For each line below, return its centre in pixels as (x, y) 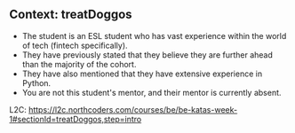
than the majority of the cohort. (79, 64)
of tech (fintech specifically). (75, 45)
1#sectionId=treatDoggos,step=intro (76, 119)
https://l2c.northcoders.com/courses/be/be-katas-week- (133, 109)
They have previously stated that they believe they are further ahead (147, 55)
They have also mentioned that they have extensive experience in (142, 74)
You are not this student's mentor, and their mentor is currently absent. (151, 92)
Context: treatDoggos (71, 15)
